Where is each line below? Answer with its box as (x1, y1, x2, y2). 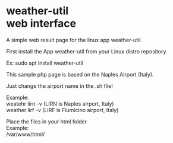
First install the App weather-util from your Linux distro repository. (6, 47, 168, 55)
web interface (6, 17, 77, 30)
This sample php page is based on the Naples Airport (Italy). (6, 71, 154, 78)
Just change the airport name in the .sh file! (6, 82, 113, 90)
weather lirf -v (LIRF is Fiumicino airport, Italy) (6, 106, 119, 113)
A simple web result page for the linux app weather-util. (6, 36, 143, 43)
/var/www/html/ (6, 131, 45, 138)
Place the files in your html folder (6, 117, 87, 125)
